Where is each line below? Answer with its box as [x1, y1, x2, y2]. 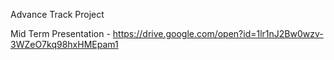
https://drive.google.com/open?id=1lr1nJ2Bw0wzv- [112, 28, 324, 39]
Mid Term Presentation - [10, 28, 111, 39]
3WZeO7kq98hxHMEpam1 [10, 39, 119, 50]
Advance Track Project [10, 9, 105, 20]
